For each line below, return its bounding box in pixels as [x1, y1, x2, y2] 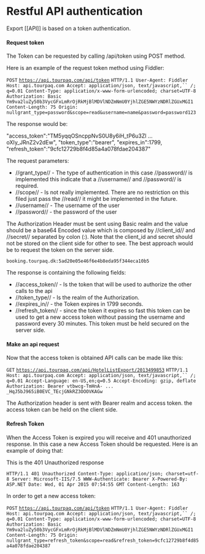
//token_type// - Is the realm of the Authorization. [15, 294, 140, 302]
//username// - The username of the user [15, 201, 120, 209]
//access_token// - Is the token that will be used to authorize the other [15, 281, 192, 288]
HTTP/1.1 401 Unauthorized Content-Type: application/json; [6, 470, 164, 477]
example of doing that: [6, 447, 63, 454]
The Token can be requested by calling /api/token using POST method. [6, 52, 186, 60]
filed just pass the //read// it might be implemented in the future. [15, 195, 178, 203]
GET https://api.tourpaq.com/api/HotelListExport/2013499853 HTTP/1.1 [6, 367, 188, 373]
